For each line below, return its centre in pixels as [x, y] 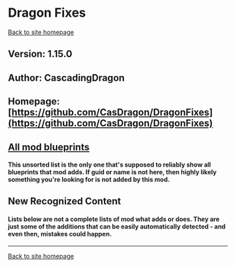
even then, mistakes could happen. [60, 234]
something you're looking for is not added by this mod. [89, 180]
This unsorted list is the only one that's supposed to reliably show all [109, 165]
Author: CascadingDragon [66, 78]
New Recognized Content [65, 201]
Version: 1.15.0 [40, 54]
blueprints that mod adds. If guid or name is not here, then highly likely [112, 172]
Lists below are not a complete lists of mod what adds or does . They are [114, 219]
